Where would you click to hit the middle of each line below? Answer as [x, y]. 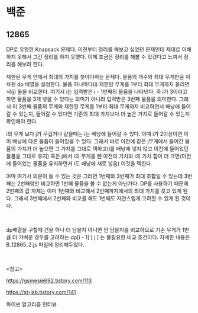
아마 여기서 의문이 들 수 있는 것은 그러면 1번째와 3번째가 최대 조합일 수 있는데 [95, 176]
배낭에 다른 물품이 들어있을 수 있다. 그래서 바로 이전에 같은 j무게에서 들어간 [98, 141]
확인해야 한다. [22, 121]
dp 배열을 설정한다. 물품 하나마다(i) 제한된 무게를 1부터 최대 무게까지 [95, 84]
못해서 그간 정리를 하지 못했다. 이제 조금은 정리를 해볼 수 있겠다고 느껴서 [100, 57]
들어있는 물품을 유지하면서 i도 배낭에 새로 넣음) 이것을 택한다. [82, 163]
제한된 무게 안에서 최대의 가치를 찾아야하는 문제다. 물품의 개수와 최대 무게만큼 [95, 77]
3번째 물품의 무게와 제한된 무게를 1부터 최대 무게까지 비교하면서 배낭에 [99, 106]
